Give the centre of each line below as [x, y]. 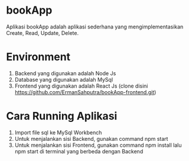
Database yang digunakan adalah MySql [64, 79]
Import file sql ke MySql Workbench [58, 132]
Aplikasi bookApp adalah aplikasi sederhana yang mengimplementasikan [95, 27]
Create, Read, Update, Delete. [42, 33]
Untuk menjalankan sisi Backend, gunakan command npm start [91, 139]
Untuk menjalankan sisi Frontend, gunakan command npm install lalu [98, 145]
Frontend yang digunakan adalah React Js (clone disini [81, 86]
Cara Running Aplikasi [62, 116]
